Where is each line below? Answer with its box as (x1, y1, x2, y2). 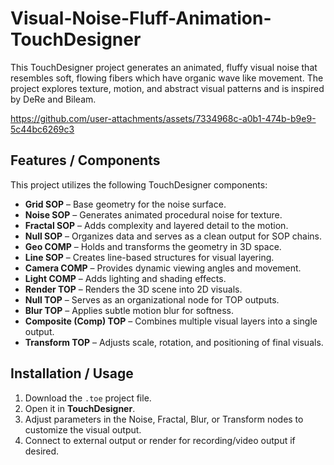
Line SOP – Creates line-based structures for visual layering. (24, 251, 275, 263)
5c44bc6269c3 (10, 123, 75, 135)
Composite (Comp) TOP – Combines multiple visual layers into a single (24, 315, 318, 327)
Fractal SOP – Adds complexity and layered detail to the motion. (24, 219, 289, 231)
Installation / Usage (10, 365, 134, 382)
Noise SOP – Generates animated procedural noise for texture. (24, 208, 283, 221)
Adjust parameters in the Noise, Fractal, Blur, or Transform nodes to (24, 413, 304, 425)
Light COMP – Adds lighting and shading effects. (24, 272, 227, 284)
